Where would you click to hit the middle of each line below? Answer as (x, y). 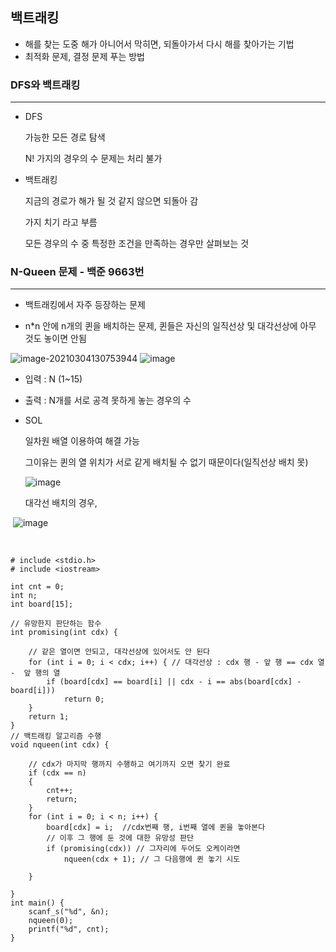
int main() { (37, 903)
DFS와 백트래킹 (45, 85)
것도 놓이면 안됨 (55, 339)
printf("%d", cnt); (69, 929)
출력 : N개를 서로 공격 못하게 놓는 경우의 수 (108, 400)
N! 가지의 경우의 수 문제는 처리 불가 (93, 159)
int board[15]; (42, 604)
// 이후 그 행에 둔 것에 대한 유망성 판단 (120, 838)
